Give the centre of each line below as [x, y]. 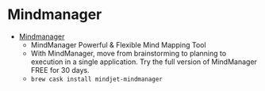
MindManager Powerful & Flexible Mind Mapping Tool [119, 44]
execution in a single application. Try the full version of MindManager [144, 62]
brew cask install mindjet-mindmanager [97, 79]
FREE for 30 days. [60, 70]
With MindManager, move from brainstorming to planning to [129, 53]
